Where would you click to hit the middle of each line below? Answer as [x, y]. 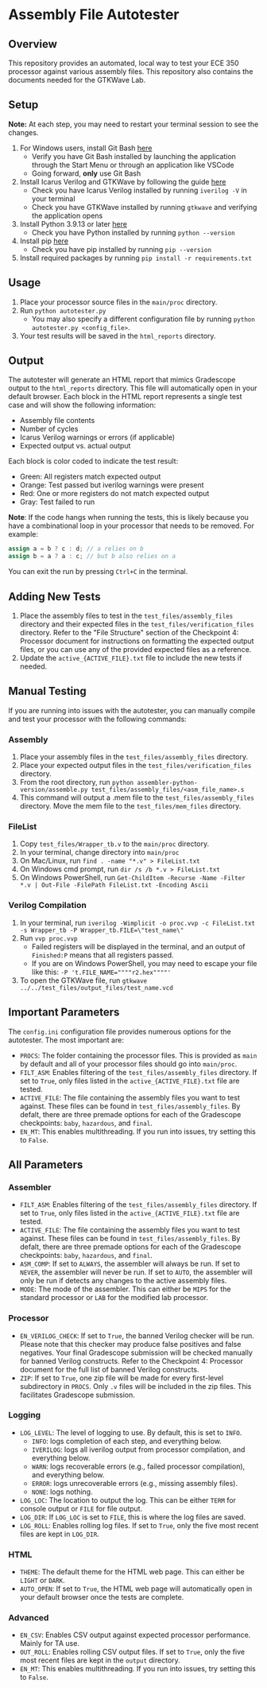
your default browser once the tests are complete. [102, 1597]
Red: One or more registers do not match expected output [114, 494]
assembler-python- [167, 783]
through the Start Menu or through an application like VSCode [133, 165]
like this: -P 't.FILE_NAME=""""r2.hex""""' [101, 972]
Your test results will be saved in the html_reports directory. [118, 336]
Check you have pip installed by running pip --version [122, 249]
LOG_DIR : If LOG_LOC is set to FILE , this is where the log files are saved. [133, 1517]
